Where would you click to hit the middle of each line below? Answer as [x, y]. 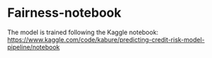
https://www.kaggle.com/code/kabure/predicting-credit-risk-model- [106, 39]
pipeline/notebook [34, 47]
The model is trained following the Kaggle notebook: [83, 32]
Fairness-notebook [64, 13]
